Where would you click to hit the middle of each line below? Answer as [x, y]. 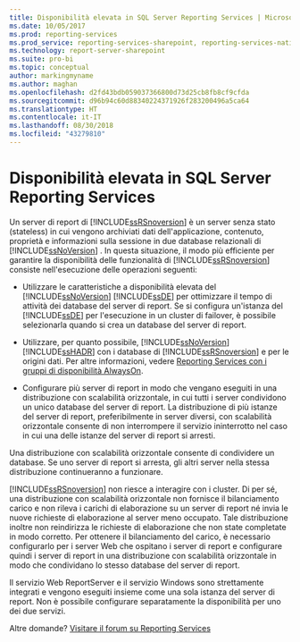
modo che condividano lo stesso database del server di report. [125, 565]
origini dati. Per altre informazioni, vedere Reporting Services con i [145, 361]
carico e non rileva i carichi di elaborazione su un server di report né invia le [149, 508]
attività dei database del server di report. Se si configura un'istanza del [153, 306]
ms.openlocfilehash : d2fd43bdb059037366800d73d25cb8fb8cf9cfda [129, 92]
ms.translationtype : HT [54, 109]
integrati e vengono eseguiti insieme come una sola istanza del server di [142, 592]
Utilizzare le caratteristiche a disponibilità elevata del [119, 286]
